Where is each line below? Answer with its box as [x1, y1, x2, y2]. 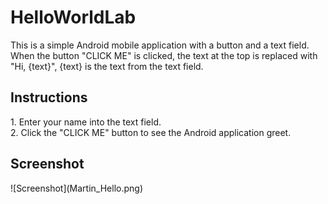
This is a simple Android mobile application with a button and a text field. [10, 39, 310, 51]
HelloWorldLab [10, 6, 137, 29]
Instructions [10, 89, 88, 106]
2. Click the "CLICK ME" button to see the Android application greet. [10, 126, 292, 138]
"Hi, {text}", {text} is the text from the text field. [10, 60, 204, 72]
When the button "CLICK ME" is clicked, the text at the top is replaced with [10, 49, 318, 61]
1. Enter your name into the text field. [10, 116, 162, 128]
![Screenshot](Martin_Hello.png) [10, 182, 144, 194]
